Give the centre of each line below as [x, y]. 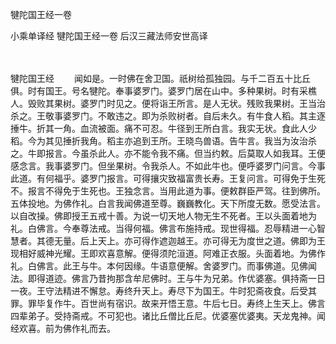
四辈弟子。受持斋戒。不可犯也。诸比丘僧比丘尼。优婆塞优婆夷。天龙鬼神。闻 [168, 316]
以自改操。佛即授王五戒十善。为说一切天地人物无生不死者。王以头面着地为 [163, 216]
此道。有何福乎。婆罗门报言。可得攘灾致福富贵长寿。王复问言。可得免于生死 [168, 178]
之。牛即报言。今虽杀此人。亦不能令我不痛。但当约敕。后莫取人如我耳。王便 [168, 153]
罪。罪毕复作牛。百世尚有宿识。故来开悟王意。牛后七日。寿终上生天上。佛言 [168, 303]
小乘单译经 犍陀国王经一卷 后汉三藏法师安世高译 [109, 36]
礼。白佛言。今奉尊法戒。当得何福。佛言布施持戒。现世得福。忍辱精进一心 [163, 228]
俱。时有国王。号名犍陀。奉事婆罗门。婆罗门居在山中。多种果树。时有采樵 [163, 91]
